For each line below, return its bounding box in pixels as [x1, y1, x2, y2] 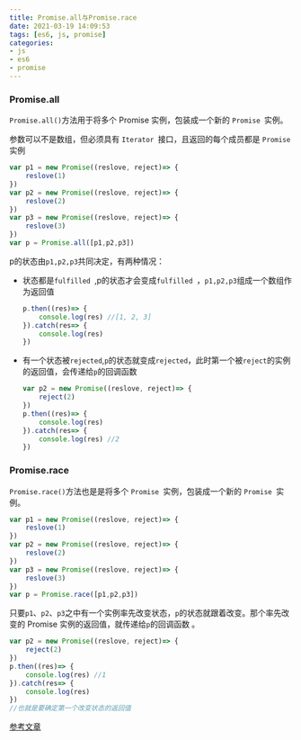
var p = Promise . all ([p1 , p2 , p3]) [9, 239, 135, 248]
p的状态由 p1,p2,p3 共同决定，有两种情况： [9, 256, 164, 266]
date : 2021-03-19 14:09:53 [9, 22, 111, 31]
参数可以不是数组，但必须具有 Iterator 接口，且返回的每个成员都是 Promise [9, 134, 291, 145]
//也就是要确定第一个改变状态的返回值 [9, 704, 132, 713]
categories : [9, 38, 54, 48]
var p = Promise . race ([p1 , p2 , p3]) [9, 591, 139, 600]
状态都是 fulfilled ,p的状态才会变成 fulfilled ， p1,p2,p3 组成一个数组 [22, 275, 285, 285]
